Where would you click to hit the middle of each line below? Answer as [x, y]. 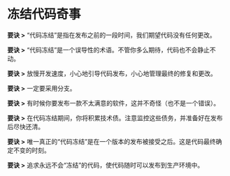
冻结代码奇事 [44, 14]
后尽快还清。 [26, 126]
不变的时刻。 [31, 150]
